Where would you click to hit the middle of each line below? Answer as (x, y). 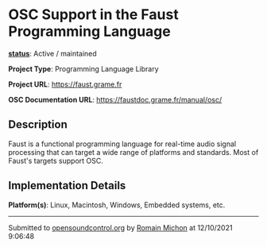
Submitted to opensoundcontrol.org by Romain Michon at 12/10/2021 (120, 227)
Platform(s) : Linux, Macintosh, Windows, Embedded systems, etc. (117, 205)
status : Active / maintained (52, 53)
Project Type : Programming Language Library (83, 68)
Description (38, 125)
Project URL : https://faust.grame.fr (65, 84)
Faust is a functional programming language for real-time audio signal (122, 144)
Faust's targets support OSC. (56, 160)
